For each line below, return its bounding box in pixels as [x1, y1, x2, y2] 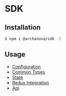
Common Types [12, 69, 45, 75]
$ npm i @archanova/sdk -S [5, 36, 61, 41]
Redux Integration [12, 79, 49, 85]
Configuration [12, 63, 41, 69]
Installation [5, 23, 41, 32]
